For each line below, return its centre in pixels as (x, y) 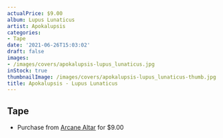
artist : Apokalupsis (37, 26)
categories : (24, 32)
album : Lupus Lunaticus (41, 20)
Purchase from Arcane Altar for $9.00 (70, 128)
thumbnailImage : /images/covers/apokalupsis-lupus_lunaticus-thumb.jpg (111, 77)
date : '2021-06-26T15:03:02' (49, 45)
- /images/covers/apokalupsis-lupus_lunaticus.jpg (81, 64)
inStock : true (27, 70)
